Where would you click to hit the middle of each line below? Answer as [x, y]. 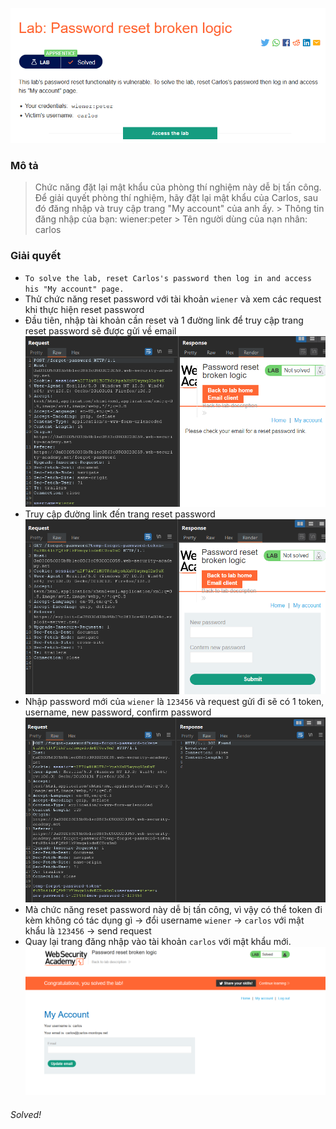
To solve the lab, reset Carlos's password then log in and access [168, 278]
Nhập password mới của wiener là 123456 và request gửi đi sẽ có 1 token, [174, 701]
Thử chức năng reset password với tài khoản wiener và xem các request [173, 299]
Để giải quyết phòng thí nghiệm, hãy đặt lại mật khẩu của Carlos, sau [176, 198]
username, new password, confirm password [118, 712]
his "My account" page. [74, 289]
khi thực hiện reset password [84, 309]
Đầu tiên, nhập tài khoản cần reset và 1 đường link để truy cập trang [164, 320]
